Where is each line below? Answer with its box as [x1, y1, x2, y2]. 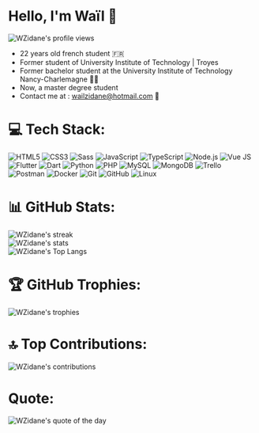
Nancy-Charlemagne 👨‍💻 [19, 74, 99, 84]
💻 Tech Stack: [8, 120, 106, 139]
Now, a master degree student [19, 82, 118, 92]
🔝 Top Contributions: [8, 335, 148, 353]
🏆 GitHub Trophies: [8, 276, 141, 294]
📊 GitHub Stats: [8, 198, 116, 216]
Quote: [8, 389, 54, 407]
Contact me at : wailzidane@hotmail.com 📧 [19, 91, 160, 101]
